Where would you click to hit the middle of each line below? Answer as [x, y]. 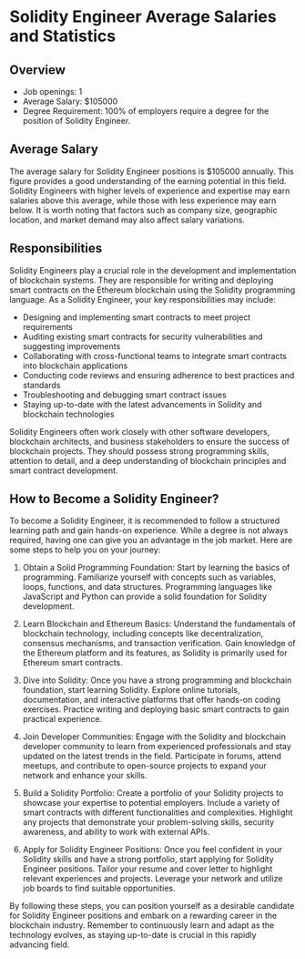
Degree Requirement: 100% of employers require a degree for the [146, 111]
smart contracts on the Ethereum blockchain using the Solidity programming [152, 290]
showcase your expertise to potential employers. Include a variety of [151, 803]
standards [41, 385]
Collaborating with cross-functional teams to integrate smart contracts [154, 356]
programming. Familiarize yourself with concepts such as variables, [149, 577]
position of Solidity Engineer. [76, 121]
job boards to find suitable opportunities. [99, 888]
